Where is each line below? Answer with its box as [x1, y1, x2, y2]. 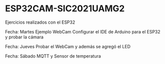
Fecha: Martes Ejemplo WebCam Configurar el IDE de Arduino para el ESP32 [5, 29, 161, 34]
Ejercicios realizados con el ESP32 [5, 19, 75, 25]
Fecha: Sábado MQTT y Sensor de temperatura [5, 53, 101, 59]
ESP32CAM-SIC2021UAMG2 [5, 3, 125, 14]
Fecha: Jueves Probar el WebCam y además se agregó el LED [5, 43, 131, 49]
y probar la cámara [5, 34, 44, 40]
